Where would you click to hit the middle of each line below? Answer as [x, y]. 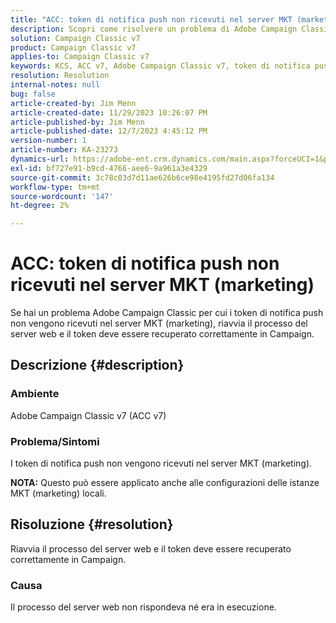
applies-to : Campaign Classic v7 [80, 57]
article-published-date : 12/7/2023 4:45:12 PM [109, 131]
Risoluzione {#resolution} [92, 524]
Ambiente [35, 394]
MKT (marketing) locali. [58, 493]
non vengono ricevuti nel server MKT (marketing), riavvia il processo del [159, 323]
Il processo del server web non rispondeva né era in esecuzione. [143, 607]
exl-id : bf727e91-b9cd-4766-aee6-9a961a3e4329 [109, 168]
